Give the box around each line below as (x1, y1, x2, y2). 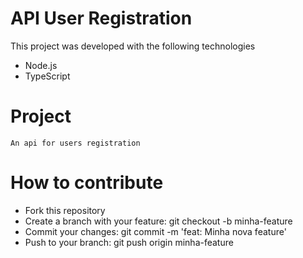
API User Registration (10, 7, 193, 30)
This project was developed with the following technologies (10, 40, 256, 52)
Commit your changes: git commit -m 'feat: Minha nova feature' (24, 225, 287, 237)
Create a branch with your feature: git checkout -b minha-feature (24, 215, 293, 227)
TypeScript (24, 70, 71, 82)
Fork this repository (24, 204, 106, 216)
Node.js (24, 59, 58, 71)
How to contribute (10, 172, 164, 194)
